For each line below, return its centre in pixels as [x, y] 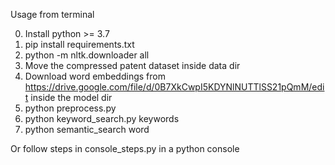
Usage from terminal [52, 14]
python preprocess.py [70, 108]
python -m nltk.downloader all [87, 55]
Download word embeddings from [95, 76]
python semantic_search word [87, 129]
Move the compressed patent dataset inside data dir [132, 65]
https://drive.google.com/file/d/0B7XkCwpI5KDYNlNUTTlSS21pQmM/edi [174, 87]
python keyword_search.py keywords [102, 118]
